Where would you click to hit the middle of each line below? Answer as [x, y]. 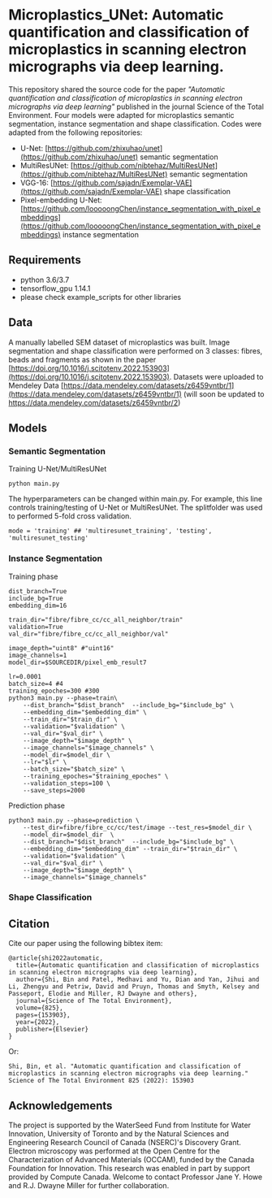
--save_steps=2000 [54, 790]
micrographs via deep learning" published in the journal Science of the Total [136, 106]
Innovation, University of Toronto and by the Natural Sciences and [119, 1134]
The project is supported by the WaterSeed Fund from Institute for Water [130, 1125]
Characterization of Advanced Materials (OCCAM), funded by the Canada [132, 1160]
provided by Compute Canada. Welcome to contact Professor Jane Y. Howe [135, 1177]
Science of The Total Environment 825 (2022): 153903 [101, 1081]
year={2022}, [38, 1022]
